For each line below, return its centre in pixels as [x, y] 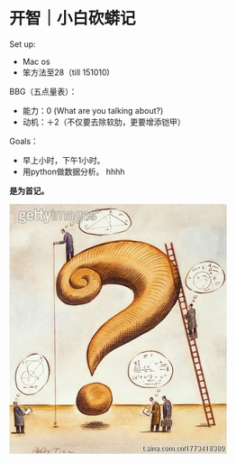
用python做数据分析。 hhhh [73, 171]
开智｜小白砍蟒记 [73, 19]
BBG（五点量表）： [43, 91]
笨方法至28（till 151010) [66, 72]
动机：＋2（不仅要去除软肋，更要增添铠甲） [104, 122]
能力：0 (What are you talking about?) [93, 110]
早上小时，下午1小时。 [64, 160]
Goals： [24, 141]
